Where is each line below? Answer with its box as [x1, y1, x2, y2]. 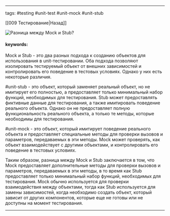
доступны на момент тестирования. [5, 200, 83, 206]
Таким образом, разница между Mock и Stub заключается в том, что [5, 157, 155, 163]
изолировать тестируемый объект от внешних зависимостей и [5, 63, 142, 69]
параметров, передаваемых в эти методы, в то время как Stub [5, 168, 142, 174]
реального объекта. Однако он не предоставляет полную [5, 105, 131, 111]
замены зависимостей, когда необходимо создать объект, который [5, 189, 152, 195]
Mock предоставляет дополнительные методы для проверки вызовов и [5, 162, 161, 168]
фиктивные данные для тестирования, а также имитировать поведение [5, 100, 160, 106]
